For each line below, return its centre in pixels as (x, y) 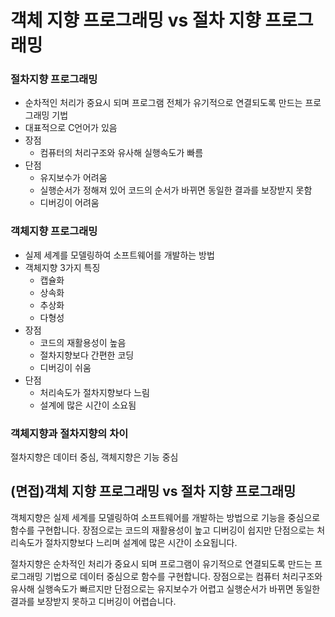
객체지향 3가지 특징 (62, 267)
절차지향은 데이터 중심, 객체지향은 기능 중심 (94, 457)
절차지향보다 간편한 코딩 (87, 355)
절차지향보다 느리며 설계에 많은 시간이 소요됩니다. (141, 542)
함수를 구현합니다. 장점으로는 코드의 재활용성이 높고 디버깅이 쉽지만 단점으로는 (162, 530)
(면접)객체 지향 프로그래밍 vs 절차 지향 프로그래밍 (153, 491)
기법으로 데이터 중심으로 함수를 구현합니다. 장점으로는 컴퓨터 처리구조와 (183, 576)
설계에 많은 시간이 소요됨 (88, 405)
